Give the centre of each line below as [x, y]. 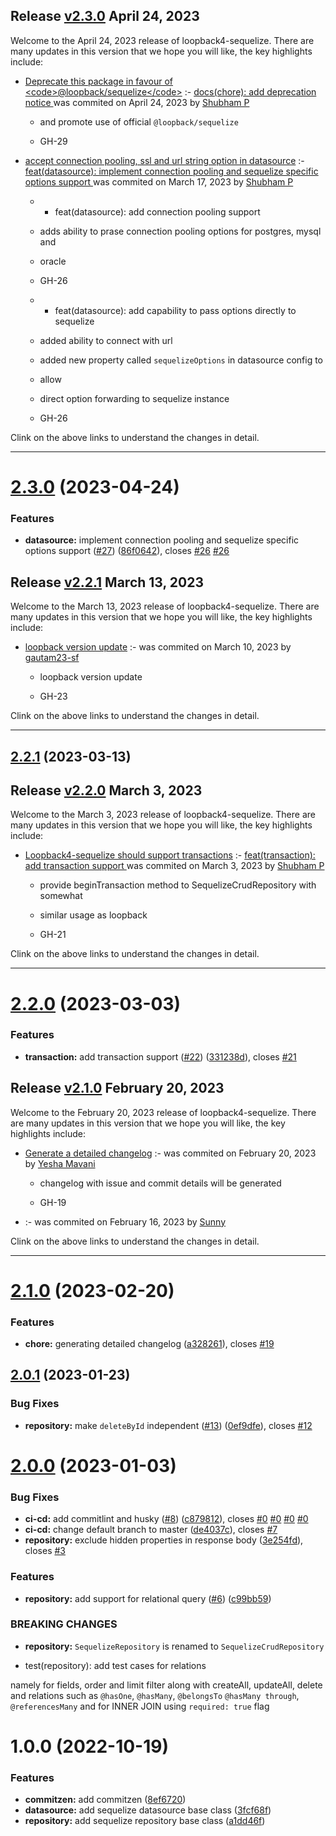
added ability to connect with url [106, 340]
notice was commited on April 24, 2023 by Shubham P [137, 102]
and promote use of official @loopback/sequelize [139, 121]
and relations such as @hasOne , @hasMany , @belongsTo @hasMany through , [155, 1695]
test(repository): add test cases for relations [115, 1665]
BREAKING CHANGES [64, 1624]
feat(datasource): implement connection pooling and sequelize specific [171, 171]
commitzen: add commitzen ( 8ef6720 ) [105, 1800]
